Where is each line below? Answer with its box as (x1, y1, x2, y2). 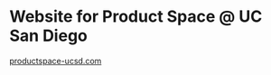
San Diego (9, 25, 89, 46)
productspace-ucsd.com (9, 55, 102, 66)
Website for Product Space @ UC (9, 6, 263, 27)
